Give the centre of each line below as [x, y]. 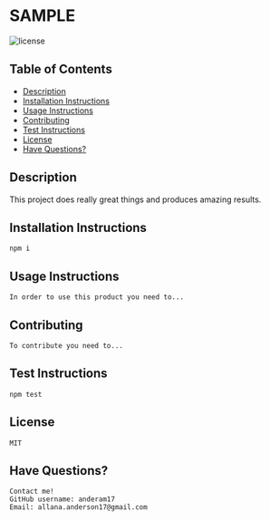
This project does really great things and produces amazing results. [135, 199]
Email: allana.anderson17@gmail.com [78, 507]
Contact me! [32, 492]
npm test [26, 394]
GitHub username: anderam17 [63, 499]
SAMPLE [42, 16]
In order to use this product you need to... [96, 297]
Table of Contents [61, 69]
